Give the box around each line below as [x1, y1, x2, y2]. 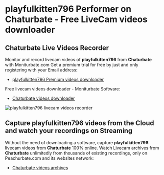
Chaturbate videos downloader [12, 95, 75, 101]
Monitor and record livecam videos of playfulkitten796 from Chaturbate [5, 57, 152, 62]
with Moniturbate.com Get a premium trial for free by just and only [5, 62, 139, 67]
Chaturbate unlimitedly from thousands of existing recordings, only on [5, 150, 148, 156]
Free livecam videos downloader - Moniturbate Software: [5, 86, 120, 91]
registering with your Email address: [5, 67, 78, 73]
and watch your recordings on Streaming [5, 127, 133, 135]
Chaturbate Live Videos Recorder [5, 44, 109, 52]
